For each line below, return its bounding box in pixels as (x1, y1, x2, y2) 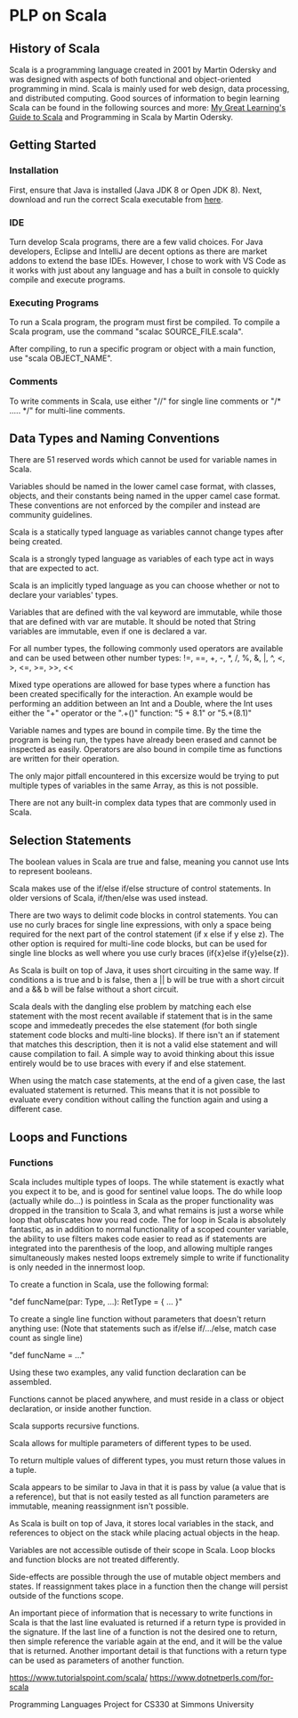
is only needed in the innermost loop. (9, 1262, 145, 1272)
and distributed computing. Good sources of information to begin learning (9, 93, 280, 103)
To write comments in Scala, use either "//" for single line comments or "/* (9, 396, 282, 406)
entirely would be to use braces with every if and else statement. (9, 1058, 246, 1069)
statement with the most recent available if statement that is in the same (9, 1010, 273, 1021)
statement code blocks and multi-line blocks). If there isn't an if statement (9, 1030, 280, 1041)
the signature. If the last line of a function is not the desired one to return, (9, 1626, 278, 1637)
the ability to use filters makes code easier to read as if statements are (9, 1233, 267, 1244)
